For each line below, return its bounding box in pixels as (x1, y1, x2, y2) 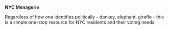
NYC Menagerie (5, 4, 39, 10)
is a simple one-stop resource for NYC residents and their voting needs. (5, 19, 156, 25)
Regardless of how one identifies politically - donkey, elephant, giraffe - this (5, 14, 164, 19)
